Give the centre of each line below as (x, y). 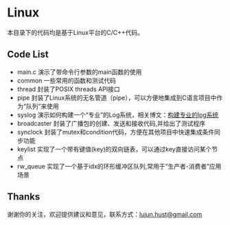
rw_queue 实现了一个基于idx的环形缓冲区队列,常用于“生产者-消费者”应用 (119, 166)
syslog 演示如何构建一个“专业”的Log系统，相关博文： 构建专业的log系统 (118, 115)
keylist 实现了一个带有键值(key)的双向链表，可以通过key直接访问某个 (114, 149)
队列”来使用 (43, 106)
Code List (28, 55)
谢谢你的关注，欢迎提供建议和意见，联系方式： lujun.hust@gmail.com (105, 214)
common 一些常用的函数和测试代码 (67, 80)
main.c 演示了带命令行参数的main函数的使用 (79, 72)
